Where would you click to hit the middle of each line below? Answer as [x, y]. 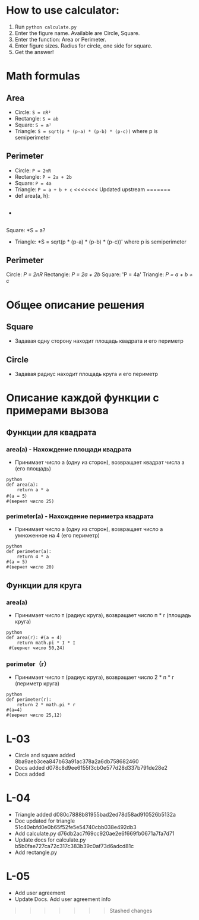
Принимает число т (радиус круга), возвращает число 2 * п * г [94, 677]
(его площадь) [33, 469]
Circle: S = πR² [33, 112]
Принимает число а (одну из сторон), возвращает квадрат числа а [100, 462]
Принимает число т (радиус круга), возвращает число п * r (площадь [103, 615]
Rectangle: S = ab [37, 118]
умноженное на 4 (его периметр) [57, 536]
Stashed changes [131, 911]
